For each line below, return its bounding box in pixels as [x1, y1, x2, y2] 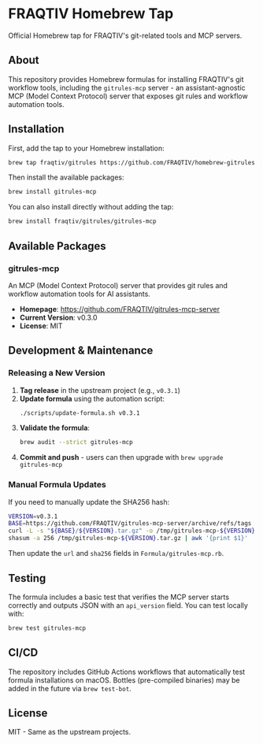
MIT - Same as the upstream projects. [8, 727, 131, 737]
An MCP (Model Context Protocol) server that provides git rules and [8, 280, 228, 290]
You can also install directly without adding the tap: [8, 202, 174, 212]
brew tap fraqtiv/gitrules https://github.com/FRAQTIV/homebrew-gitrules [8, 158, 256, 166]
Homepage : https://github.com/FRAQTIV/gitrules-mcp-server [19, 304, 220, 313]
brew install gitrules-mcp [8, 188, 97, 196]
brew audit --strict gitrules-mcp [19, 439, 133, 446]
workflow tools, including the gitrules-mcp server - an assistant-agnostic [8, 83, 246, 92]
